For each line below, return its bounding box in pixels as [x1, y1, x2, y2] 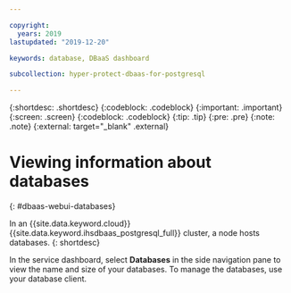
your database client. [9, 273, 87, 284]
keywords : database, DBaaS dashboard [9, 54, 150, 63]
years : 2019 [17, 29, 62, 38]
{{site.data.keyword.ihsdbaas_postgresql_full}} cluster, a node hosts [9, 228, 261, 239]
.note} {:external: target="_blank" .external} [9, 121, 170, 132]
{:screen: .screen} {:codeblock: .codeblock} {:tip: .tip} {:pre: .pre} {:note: [9, 112, 275, 122]
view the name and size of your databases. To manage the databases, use [9, 264, 283, 275]
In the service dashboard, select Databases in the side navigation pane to [9, 255, 281, 265]
